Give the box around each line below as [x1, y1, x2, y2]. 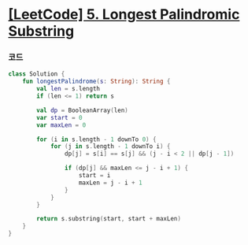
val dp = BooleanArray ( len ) [36, 106, 128, 114]
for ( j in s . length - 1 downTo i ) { [50, 143, 171, 150]
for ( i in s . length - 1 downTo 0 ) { [36, 135, 157, 143]
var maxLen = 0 [36, 121, 87, 129]
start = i [78, 172, 111, 180]
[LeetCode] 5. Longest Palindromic [8, 6, 240, 24]
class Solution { [8, 70, 65, 78]
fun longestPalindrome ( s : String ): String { [22, 77, 171, 86]
